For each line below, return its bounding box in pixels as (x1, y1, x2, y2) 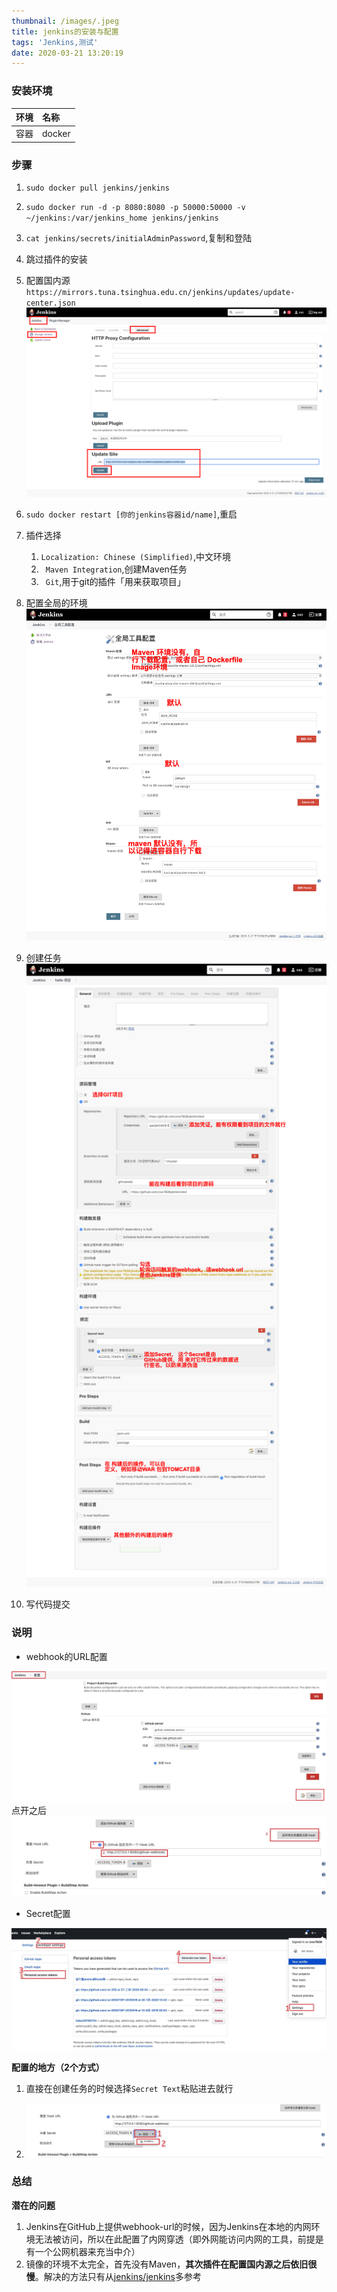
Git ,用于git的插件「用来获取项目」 (45, 576, 186, 588)
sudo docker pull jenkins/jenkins (25, 183, 170, 194)
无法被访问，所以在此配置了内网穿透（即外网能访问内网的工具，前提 (34, 2233, 316, 2245)
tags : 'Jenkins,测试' (11, 37, 99, 47)
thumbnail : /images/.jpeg (11, 16, 119, 26)
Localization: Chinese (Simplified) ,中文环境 (40, 551, 232, 563)
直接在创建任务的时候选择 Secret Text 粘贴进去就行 (25, 2082, 234, 2094)
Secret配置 (25, 1907, 71, 1919)
